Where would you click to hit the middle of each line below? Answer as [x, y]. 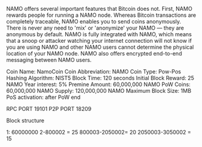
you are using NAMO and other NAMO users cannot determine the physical [100, 47]
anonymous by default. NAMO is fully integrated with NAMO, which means [99, 34]
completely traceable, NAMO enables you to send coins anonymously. [94, 21]
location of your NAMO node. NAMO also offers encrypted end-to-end [94, 53]
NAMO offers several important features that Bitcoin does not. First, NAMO [99, 9]
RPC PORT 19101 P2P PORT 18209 [49, 109]
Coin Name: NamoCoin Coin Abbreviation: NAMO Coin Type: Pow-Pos [94, 71]
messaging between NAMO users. [49, 60]
